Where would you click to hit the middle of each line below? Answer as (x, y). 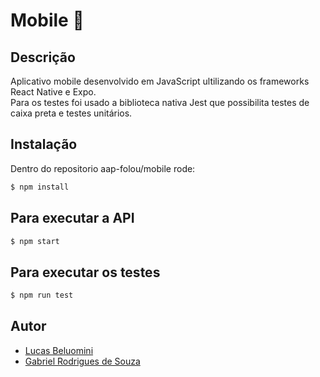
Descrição (43, 57)
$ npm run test (42, 295)
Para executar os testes (85, 272)
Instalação (44, 144)
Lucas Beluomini (59, 350)
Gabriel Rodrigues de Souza (82, 361)
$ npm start (35, 241)
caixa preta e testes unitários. (71, 113)
